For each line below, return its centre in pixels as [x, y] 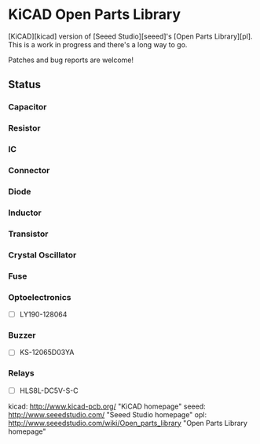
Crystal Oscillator [42, 255]
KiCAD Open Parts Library [94, 15]
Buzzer [22, 335]
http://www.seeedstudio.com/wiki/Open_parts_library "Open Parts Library [128, 423]
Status [25, 85]
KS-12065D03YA [47, 353]
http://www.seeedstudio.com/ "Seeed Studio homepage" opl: [107, 414]
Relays [21, 373]
